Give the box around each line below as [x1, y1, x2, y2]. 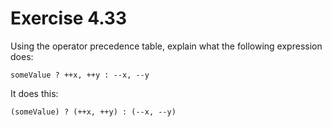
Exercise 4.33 [10, 7, 127, 30]
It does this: [10, 87, 59, 99]
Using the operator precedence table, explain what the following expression [10, 40, 323, 52]
